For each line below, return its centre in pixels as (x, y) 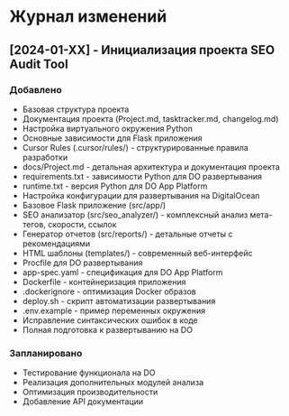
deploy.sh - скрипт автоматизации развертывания (119, 300)
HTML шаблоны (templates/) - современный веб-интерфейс (138, 253)
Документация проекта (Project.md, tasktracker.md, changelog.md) (150, 118)
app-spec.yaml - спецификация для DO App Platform (122, 272)
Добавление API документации (83, 402)
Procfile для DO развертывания (82, 263)
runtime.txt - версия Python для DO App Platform (115, 186)
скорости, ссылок (82, 224)
